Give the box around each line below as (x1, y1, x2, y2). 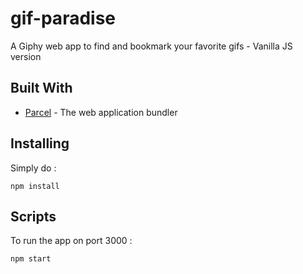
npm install (10, 181, 60, 191)
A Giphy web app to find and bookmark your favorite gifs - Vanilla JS (10, 40, 293, 52)
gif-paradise (10, 7, 116, 30)
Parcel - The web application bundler (24, 106, 178, 118)
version (10, 50, 42, 62)
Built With (10, 80, 73, 97)
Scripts (10, 208, 57, 225)
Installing (10, 135, 70, 152)
